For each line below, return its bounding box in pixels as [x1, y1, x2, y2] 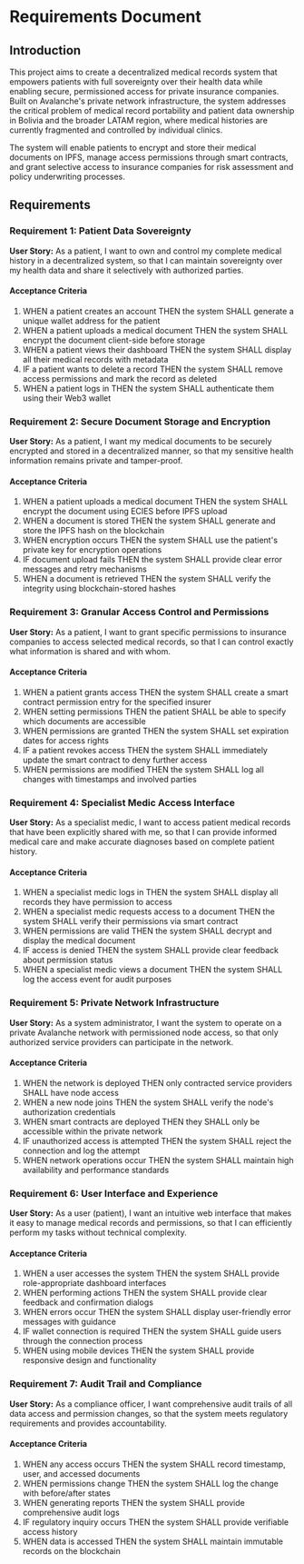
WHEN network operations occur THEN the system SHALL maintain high [22, 1154, 294, 1165]
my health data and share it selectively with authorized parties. [9, 264, 244, 275]
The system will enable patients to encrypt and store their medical [9, 143, 257, 153]
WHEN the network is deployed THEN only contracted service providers [22, 1077, 293, 1088]
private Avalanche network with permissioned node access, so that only [9, 1027, 279, 1038]
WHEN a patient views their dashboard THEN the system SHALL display [22, 344, 292, 355]
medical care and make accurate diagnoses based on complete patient [9, 836, 275, 847]
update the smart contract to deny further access [22, 754, 208, 765]
